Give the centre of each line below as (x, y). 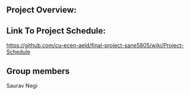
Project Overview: (41, 10)
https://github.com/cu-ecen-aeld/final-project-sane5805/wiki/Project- (95, 46)
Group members (38, 71)
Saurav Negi (22, 86)
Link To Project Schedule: (56, 31)
